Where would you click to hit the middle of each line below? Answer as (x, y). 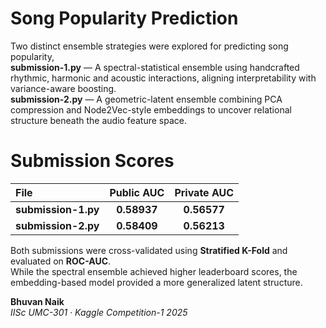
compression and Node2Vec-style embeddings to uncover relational (151, 109)
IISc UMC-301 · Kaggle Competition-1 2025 (99, 312)
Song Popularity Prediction (124, 18)
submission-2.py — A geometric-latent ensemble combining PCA (146, 99)
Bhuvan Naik (37, 301)
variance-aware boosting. (63, 88)
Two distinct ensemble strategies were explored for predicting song (149, 46)
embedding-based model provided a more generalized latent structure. (156, 282)
